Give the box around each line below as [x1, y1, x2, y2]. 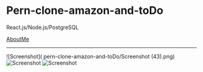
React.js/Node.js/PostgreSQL [6, 24, 79, 31]
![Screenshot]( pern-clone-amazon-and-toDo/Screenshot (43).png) [6, 53, 175, 60]
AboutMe [6, 35, 30, 42]
